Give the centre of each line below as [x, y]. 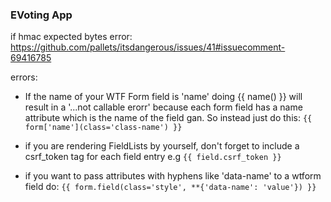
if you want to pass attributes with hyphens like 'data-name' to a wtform [173, 176]
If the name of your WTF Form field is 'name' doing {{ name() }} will [163, 97]
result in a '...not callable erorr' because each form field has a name [163, 107]
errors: [24, 77]
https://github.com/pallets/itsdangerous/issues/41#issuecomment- [148, 47]
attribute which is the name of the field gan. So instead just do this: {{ [168, 118]
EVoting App [41, 15]
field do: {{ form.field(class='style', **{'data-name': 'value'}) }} [170, 187]
